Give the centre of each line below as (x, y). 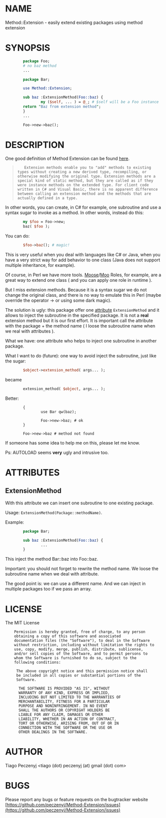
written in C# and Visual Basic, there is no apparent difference (87, 190)
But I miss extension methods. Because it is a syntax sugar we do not (76, 290)
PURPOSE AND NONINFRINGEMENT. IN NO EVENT (63, 706)
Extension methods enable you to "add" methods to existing (88, 168)
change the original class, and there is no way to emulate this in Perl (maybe (83, 295)
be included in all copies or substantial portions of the (79, 676)
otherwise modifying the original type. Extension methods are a (86, 176)
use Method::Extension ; (47, 88)
